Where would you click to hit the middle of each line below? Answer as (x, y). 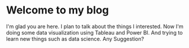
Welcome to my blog (57, 10)
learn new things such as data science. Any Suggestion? (75, 39)
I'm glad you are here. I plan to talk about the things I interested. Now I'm (95, 26)
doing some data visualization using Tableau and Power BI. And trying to (94, 32)
